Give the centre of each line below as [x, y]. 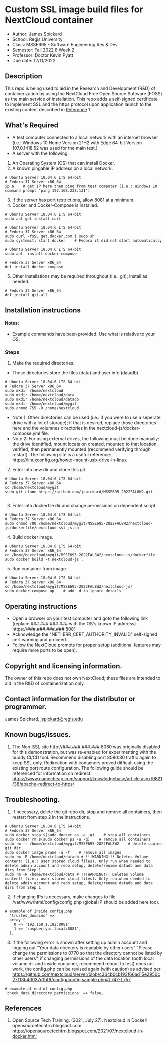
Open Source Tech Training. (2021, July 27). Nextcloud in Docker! [80, 1020]
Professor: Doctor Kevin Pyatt [43, 55]
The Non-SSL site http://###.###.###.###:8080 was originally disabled [86, 747]
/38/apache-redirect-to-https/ [43, 784]
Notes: [12, 323]
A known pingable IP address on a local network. [63, 168]
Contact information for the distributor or [70, 699]
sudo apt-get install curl [33, 219]
